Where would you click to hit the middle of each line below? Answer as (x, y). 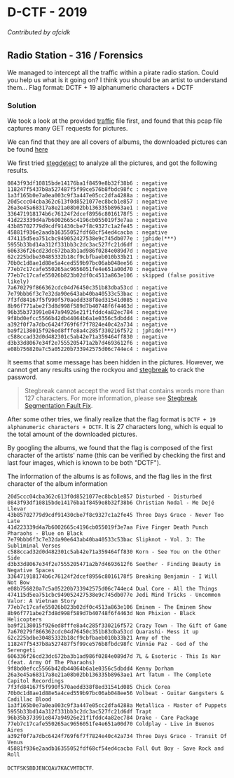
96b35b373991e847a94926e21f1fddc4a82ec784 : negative (88, 312)
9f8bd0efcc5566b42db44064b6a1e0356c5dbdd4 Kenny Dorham (90, 669)
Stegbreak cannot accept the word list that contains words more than (124, 391)
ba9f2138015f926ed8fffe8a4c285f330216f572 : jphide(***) (92, 331)
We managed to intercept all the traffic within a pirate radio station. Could (113, 72)
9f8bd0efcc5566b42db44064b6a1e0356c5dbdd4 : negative (88, 319)
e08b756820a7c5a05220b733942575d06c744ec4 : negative (88, 349)
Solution (22, 105)
